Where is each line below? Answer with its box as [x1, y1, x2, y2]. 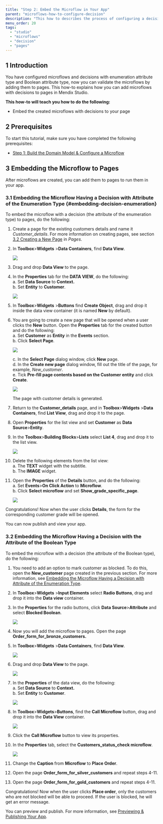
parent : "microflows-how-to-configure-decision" [5, 12, 105, 17]
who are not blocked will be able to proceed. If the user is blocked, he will [5, 793, 152, 800]
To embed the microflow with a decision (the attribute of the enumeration [5, 211, 151, 217]
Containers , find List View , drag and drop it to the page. [12, 410, 125, 416]
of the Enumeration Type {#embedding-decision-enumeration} [5, 200, 157, 207]
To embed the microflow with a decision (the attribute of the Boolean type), [5, 550, 155, 556]
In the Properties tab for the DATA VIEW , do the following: [12, 274, 129, 280]
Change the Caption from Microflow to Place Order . [12, 760, 118, 766]
